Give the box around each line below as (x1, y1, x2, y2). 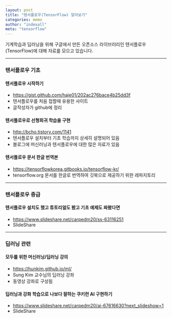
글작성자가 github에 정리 (12, 105, 62, 111)
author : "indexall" (5, 22, 47, 27)
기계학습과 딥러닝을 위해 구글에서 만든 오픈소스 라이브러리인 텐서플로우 (5, 42, 146, 48)
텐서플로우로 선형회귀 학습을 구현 (5, 117, 71, 123)
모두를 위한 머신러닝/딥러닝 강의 (5, 254, 68, 260)
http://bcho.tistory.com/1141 (12, 129, 72, 135)
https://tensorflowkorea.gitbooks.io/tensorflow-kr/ (12, 166, 119, 172)
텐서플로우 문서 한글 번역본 (5, 154, 58, 161)
